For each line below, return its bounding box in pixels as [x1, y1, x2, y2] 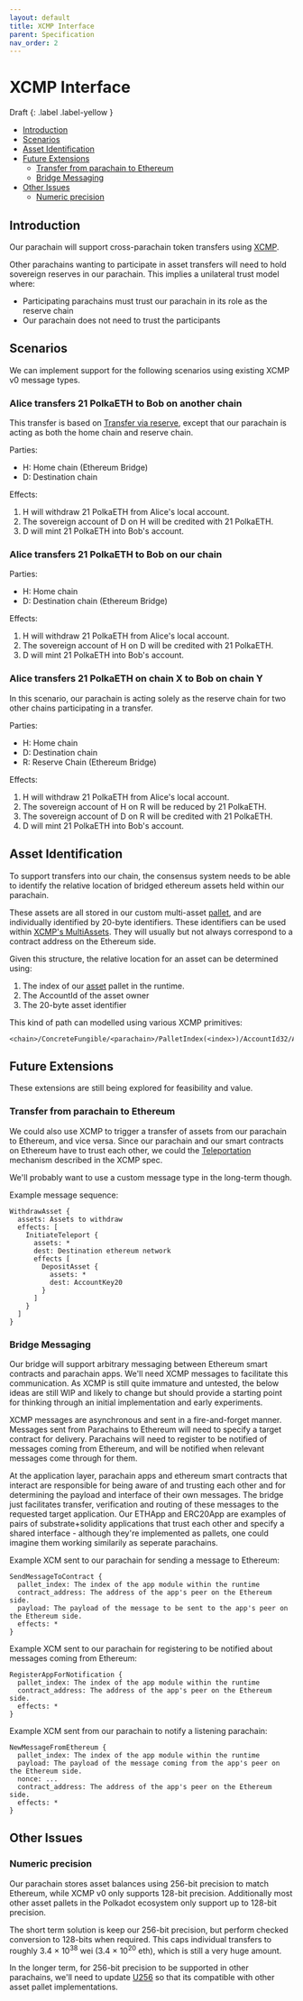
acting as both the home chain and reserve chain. [9, 427, 194, 438]
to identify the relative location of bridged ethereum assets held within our [9, 880, 285, 891]
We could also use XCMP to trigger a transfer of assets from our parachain [9, 1125, 287, 1136]
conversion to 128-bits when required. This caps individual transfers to [9, 1933, 272, 1944]
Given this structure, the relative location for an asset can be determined [9, 953, 279, 964]
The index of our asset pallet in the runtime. [22, 980, 185, 991]
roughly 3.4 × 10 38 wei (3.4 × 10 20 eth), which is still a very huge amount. [9, 1943, 282, 1956]
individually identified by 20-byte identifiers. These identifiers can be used [9, 916, 287, 927]
